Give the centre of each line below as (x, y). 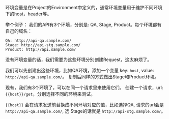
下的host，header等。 (29, 14)
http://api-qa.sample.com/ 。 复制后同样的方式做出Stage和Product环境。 (82, 77)
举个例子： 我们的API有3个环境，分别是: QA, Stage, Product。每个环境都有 (83, 25)
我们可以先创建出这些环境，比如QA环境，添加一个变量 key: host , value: (80, 70)
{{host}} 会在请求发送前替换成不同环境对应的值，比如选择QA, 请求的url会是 (85, 105)
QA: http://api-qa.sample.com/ (38, 41)
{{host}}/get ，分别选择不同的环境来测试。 (50, 94)
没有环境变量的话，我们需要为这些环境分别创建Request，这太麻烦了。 (78, 59)
